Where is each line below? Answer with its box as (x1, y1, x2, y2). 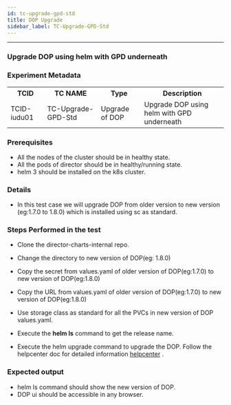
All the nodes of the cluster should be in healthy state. (16, 153, 170, 161)
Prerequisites (7, 137, 53, 147)
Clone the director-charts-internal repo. (16, 240, 129, 249)
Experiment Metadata (7, 70, 81, 80)
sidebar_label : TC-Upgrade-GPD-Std (7, 23, 109, 30)
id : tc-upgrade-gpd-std (7, 10, 76, 17)
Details (7, 185, 32, 194)
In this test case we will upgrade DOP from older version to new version (16, 200, 220, 209)
